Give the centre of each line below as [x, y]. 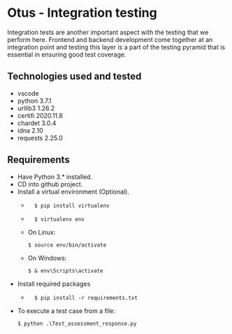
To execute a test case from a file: [66, 311]
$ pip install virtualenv [72, 205]
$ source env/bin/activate [67, 245]
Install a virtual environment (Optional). [73, 191]
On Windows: [47, 258]
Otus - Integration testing [82, 13]
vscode [28, 93]
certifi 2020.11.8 [40, 115]
